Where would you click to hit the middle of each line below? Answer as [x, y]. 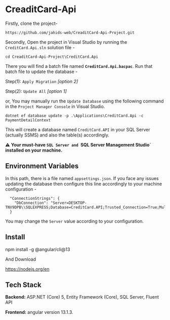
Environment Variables [42, 166]
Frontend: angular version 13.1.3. [39, 312]
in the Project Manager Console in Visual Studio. [55, 106]
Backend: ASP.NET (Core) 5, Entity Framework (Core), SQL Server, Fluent [82, 297]
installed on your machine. [34, 150]
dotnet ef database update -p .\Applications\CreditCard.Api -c [74, 116]
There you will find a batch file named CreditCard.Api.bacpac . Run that [79, 66]
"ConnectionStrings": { [35, 198]
